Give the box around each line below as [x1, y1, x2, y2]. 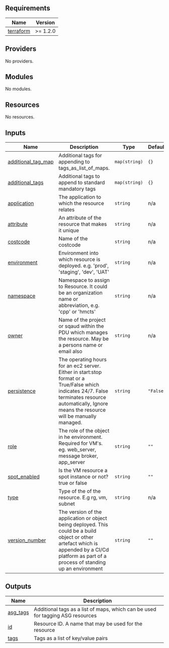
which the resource [58, 200, 104, 207]
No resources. [5, 114, 35, 120]
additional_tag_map [8, 158, 54, 165]
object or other [58, 534, 94, 541]
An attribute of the [58, 214, 102, 221]
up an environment [58, 565, 103, 572]
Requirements [5, 4, 50, 13]
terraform [8, 27, 31, 34]
